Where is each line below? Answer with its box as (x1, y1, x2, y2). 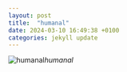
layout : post (8, 11, 52, 20)
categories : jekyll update (8, 33, 98, 42)
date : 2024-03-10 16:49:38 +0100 (8, 26, 120, 34)
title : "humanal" (8, 19, 69, 27)
